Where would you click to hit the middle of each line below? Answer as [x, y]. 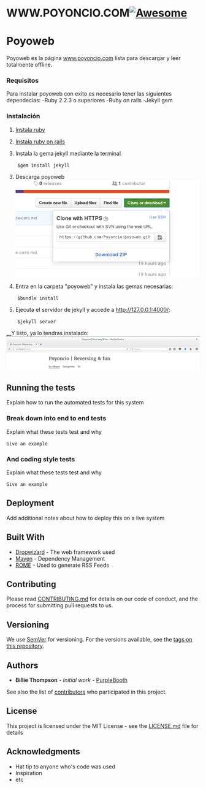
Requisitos [22, 81]
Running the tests [41, 388]
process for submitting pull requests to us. [60, 605]
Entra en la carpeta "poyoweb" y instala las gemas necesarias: [94, 286]
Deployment [30, 503]
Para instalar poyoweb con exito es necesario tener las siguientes [89, 94]
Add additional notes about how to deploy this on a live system [86, 518]
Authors [22, 665]
